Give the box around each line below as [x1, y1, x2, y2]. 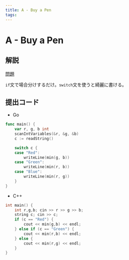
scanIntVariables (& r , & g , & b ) [14, 131, 79, 136]
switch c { [14, 145, 38, 150]
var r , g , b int [14, 127, 50, 132]
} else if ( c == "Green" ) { [14, 227, 74, 232]
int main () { [5, 203, 33, 208]
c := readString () [14, 136, 54, 141]
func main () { [5, 122, 36, 127]
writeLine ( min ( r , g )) [24, 174, 70, 179]
